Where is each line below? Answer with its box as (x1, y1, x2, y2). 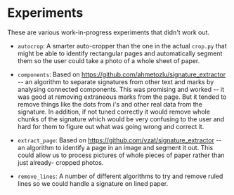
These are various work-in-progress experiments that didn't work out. (7, 28, 209, 36)
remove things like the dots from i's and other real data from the (17, 100, 202, 108)
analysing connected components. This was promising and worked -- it (17, 85, 225, 93)
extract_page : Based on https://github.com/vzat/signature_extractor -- (17, 135, 222, 144)
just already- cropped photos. (17, 158, 104, 166)
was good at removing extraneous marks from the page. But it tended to (17, 93, 227, 101)
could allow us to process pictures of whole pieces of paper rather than (17, 151, 225, 159)
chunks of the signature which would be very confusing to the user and (17, 114, 225, 123)
